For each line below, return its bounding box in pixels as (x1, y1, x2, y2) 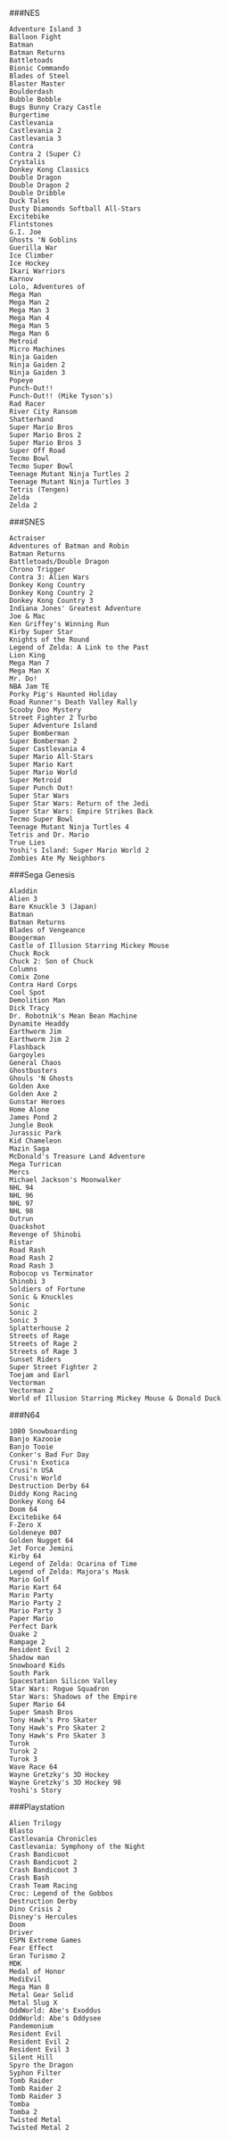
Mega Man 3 (9, 306, 50, 315)
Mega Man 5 (9, 321, 50, 330)
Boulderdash (9, 87, 53, 96)
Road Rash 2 (9, 1253, 53, 1262)
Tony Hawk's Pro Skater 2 (9, 1723, 105, 1732)
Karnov (9, 275, 34, 284)
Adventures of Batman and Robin (9, 541, 129, 550)
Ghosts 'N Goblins (9, 235, 78, 244)
